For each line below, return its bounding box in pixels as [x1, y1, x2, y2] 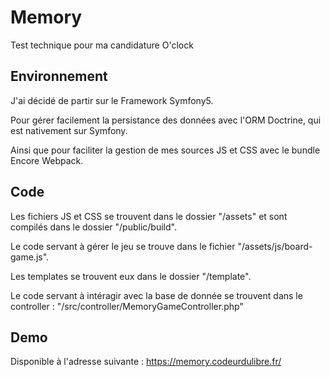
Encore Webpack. [10, 154, 84, 166]
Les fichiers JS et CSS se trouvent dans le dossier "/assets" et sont [10, 210, 288, 222]
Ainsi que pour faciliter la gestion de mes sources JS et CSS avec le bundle [10, 144, 321, 156]
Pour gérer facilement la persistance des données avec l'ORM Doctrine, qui [10, 114, 322, 126]
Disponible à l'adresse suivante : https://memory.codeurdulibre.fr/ [10, 356, 282, 368]
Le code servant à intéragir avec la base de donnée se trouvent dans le [10, 289, 303, 301]
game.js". [10, 251, 50, 263]
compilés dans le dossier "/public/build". [10, 221, 177, 233]
